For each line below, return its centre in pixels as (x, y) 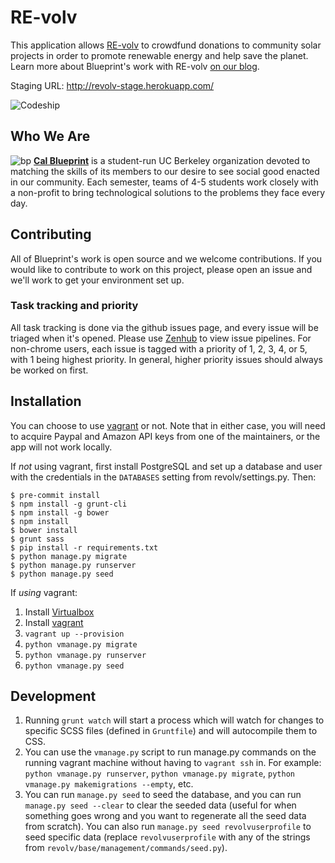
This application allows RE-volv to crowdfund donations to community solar (166, 45)
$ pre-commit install (55, 495)
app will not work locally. (61, 447)
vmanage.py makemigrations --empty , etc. (109, 784)
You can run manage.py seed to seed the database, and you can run (163, 795)
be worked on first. (49, 370)
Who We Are (50, 136)
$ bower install (44, 530)
